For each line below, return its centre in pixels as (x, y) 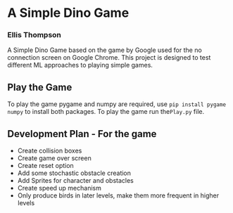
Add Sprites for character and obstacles (75, 181)
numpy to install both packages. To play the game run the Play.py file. (106, 112)
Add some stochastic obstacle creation (74, 173)
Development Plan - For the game (82, 134)
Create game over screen (54, 158)
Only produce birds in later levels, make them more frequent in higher (118, 195)
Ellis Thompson (34, 35)
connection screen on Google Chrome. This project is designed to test (109, 58)
